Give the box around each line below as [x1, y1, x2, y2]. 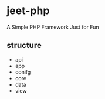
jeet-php [6, 4, 50, 18]
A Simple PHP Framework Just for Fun [6, 23, 99, 30]
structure [6, 40, 42, 50]
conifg [15, 69, 31, 76]
